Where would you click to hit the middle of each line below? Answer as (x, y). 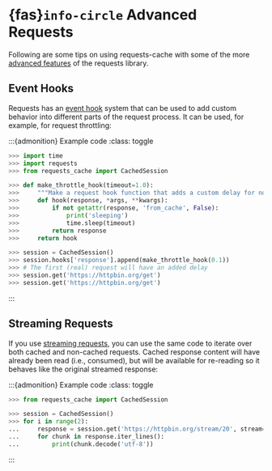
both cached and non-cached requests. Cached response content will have (134, 352)
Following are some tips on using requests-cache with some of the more (129, 54)
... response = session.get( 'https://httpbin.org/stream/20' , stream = (137, 429)
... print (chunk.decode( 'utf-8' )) (81, 444)
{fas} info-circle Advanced (103, 15)
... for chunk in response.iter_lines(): (86, 437)
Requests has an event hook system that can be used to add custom (123, 108)
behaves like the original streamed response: (83, 369)
